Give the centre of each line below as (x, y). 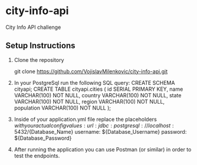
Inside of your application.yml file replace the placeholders (85, 119)
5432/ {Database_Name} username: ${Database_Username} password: (100, 131)
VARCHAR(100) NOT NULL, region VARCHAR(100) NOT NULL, (89, 101)
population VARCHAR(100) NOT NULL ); (63, 108)
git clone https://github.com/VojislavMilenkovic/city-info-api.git (91, 71)
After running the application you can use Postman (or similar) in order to (103, 149)
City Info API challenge (33, 27)
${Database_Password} (43, 138)
